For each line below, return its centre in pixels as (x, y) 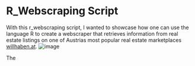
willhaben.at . (22, 46)
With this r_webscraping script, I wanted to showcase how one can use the (97, 27)
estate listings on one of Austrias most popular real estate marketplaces (94, 40)
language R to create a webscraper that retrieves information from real (92, 33)
